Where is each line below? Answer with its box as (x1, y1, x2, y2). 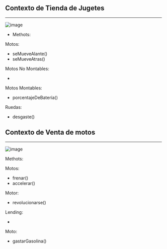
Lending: (5, 209, 23, 215)
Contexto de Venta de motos (5, 128, 95, 137)
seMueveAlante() (12, 51, 48, 57)
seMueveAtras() (12, 56, 46, 62)
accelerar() (12, 180, 35, 186)
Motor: (5, 190, 19, 196)
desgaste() (12, 114, 35, 120)
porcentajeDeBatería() (12, 94, 58, 100)
